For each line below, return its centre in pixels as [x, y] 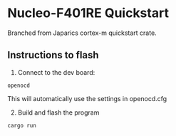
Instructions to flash [53, 55]
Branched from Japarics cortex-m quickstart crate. [82, 33]
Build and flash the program [58, 113]
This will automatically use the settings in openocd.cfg [87, 98]
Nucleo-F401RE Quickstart [88, 13]
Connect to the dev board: [56, 72]
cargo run [22, 125]
